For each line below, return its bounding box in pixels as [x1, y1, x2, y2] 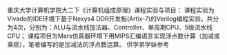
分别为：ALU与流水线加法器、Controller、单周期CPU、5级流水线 [29, 23, 213, 31]
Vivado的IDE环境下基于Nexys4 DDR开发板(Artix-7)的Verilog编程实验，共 [7, 14, 213, 23]
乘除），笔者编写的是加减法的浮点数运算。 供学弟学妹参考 [7, 41, 169, 48]
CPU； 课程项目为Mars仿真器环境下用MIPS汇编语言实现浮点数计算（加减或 [7, 32, 221, 40]
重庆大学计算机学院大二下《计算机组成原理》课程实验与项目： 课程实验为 [7, 6, 215, 14]
